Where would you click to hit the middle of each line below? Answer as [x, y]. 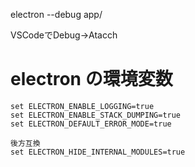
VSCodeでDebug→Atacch [64, 35]
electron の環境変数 [91, 79]
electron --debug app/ [56, 14]
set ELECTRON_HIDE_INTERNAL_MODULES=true [98, 152]
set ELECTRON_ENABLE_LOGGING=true [82, 106]
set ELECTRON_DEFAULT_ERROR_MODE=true [91, 124]
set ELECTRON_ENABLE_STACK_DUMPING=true [96, 115]
